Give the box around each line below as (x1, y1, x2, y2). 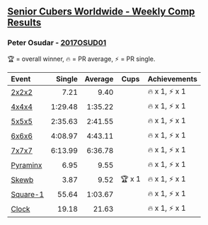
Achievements (147, 74, 198, 83)
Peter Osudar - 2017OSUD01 (7, 38, 107, 48)
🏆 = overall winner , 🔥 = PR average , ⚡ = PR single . (7, 54, 156, 63)
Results (7, 17, 42, 29)
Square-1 (11, 190, 45, 200)
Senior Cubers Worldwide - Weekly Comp (7, 6, 195, 18)
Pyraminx (11, 161, 42, 171)
